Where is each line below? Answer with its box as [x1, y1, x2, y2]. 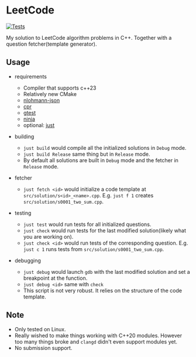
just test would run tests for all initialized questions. [23, 221, 152, 228]
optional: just [23, 121, 55, 129]
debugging [14, 257, 41, 264]
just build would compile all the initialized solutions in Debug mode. [23, 144, 187, 151]
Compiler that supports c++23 [23, 84, 97, 91]
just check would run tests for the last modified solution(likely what [23, 226, 186, 234]
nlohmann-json [23, 97, 60, 104]
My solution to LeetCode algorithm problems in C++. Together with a [6, 34, 172, 41]
